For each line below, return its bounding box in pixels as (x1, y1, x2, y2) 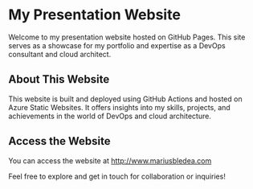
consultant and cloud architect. (8, 49, 112, 59)
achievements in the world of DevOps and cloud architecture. (8, 111, 211, 121)
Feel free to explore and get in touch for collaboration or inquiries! (8, 171, 226, 181)
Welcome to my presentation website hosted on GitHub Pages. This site (8, 32, 246, 42)
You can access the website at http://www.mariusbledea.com (8, 155, 212, 166)
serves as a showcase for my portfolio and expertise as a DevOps (8, 40, 226, 50)
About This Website (8, 72, 110, 86)
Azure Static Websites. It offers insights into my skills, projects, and (8, 102, 231, 112)
